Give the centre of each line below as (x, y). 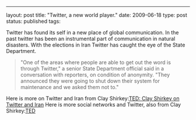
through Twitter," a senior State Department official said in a (92, 68)
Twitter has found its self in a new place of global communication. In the (92, 32)
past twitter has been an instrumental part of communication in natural (91, 39)
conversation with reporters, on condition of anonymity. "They (95, 75)
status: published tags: (34, 21)
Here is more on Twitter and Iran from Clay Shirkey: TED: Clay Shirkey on (93, 98)
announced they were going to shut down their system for (90, 81)
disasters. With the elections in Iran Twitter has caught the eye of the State (96, 45)
